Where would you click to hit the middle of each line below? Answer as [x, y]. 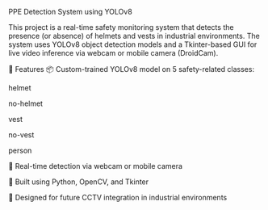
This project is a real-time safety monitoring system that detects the [121, 27]
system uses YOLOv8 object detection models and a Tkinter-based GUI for [133, 44]
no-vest [21, 135]
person [20, 150]
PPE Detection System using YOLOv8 [71, 12]
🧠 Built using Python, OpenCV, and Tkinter [79, 182]
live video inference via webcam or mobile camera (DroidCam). [113, 53]
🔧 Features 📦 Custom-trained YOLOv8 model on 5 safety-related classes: [132, 69]
